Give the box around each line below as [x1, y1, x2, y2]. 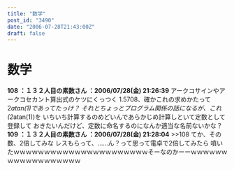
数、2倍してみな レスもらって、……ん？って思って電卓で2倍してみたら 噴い [7, 139, 224, 148]
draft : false [7, 29, 45, 37]
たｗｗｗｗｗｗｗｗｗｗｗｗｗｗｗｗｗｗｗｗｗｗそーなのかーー [7, 148, 191, 156]
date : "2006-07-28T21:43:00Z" [7, 23, 96, 30]
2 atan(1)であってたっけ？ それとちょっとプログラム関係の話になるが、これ [7, 104, 222, 113]
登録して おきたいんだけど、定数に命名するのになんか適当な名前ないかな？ [7, 122, 223, 130]
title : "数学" [7, 10, 47, 17]
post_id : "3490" [7, 17, 54, 24]
